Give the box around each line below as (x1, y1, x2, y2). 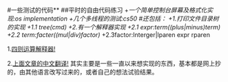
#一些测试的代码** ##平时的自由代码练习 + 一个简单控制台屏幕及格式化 (7, 6, 207, 14)
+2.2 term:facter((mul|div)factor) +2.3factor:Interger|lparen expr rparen (7, 31, 211, 39)
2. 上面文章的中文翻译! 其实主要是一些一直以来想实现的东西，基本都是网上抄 (7, 59, 222, 67)
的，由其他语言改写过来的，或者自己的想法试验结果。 (7, 68, 158, 76)
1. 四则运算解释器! (7, 45, 56, 53)
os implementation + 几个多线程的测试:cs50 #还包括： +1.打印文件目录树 (14, 14, 219, 23)
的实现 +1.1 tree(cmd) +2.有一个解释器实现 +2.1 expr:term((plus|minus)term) (7, 23, 221, 31)
